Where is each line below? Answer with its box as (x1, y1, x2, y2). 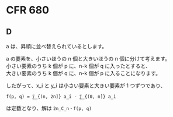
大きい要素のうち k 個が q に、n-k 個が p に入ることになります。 (6, 70, 161, 76)
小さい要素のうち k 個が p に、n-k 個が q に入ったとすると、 (6, 62, 151, 69)
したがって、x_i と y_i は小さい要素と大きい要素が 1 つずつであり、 (6, 82, 166, 89)
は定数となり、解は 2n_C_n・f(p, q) (6, 105, 92, 111)
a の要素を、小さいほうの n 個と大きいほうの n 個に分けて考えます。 (6, 55, 171, 62)
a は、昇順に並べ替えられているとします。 (6, 43, 107, 49)
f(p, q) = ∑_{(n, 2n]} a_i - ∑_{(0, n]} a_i (6, 94, 116, 100)
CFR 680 (6, 3, 50, 17)
